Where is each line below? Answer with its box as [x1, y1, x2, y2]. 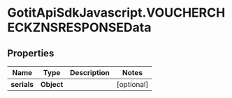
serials [10, 80, 34, 89]
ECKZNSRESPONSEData [7, 19, 152, 35]
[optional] [116, 80, 149, 89]
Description [69, 68, 110, 77]
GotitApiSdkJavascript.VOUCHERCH [7, 5, 226, 21]
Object [41, 80, 64, 89]
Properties [7, 47, 55, 59]
